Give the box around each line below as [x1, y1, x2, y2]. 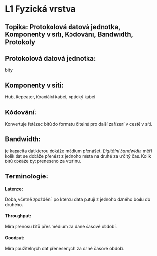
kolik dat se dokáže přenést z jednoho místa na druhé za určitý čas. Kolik [5, 153, 151, 159]
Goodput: [5, 235, 25, 240]
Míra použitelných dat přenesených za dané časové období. [5, 245, 125, 251]
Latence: [5, 186, 23, 192]
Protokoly [5, 38, 35, 46]
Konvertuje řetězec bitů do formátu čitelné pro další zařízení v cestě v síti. [5, 121, 152, 127]
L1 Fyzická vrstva [5, 3, 76, 15]
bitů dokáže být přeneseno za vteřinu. [5, 158, 81, 164]
